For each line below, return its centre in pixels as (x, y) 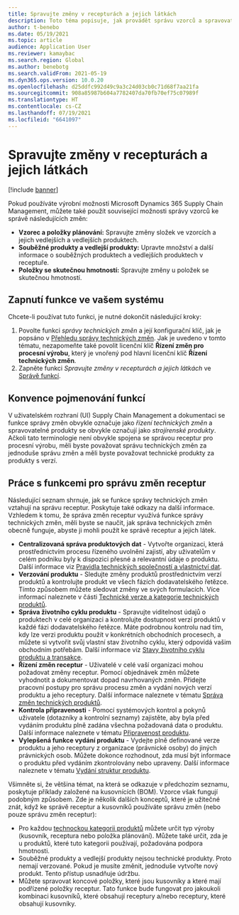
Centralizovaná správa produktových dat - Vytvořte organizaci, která (121, 544)
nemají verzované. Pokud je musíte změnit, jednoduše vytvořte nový (118, 866)
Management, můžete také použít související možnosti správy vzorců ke (113, 211)
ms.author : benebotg (39, 67)
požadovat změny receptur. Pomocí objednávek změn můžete (109, 672)
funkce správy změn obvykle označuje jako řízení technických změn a (110, 423)
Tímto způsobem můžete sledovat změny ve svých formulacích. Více (119, 589)
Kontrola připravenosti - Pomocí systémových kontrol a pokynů (112, 710)
